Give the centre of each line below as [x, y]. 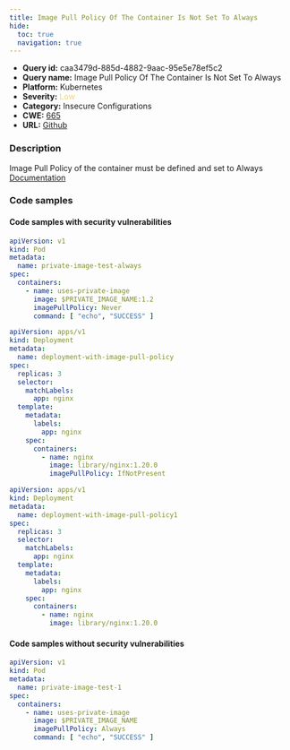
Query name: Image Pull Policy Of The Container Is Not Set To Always [152, 78]
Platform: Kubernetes [62, 87]
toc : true [35, 34]
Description [35, 149]
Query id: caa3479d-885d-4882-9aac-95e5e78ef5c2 [122, 68]
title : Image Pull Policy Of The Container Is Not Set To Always [133, 17]
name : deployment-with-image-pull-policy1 [98, 515]
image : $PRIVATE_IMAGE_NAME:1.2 [93, 299]
